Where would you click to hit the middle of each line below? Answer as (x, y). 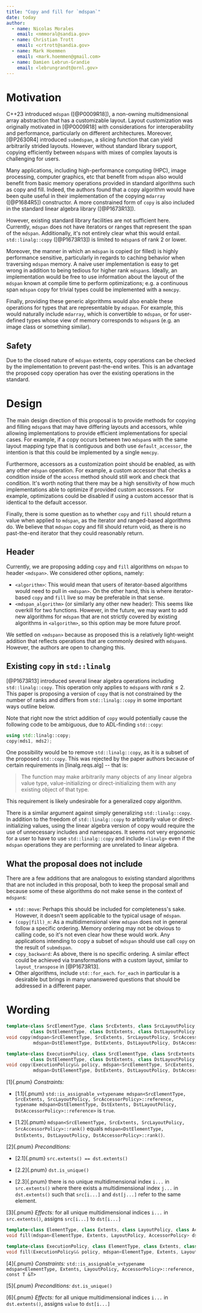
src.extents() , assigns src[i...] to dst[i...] (64, 1219)
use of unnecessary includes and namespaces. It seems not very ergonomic (101, 832)
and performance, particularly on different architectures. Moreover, (89, 134)
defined (16, 321)
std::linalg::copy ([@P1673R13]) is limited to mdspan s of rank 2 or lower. (96, 240)
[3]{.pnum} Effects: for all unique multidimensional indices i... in (87, 1213)
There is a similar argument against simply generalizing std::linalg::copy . (99, 813)
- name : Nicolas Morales (43, 29)
